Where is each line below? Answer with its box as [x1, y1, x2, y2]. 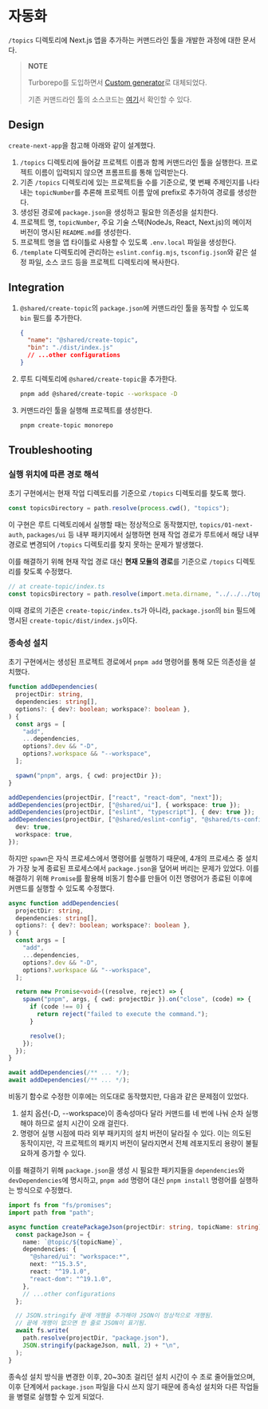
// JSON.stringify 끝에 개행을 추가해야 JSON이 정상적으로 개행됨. [15, 1312, 214, 1320]
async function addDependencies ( [8, 899, 120, 907]
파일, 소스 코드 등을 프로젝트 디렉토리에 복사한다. [28, 257, 179, 267]
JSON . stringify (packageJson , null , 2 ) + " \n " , [22, 1341, 180, 1349]
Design [8, 118, 45, 132]
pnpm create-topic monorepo [19, 421, 113, 429]
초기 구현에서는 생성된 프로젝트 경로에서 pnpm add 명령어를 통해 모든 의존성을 [8, 657, 248, 667]
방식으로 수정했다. [16, 1185, 73, 1195]
